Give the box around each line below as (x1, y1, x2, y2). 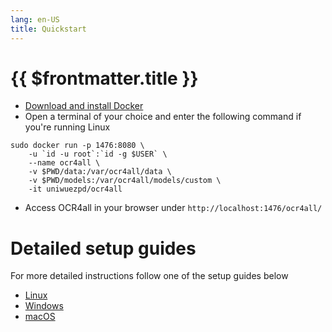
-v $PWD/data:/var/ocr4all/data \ (28, 167, 172, 177)
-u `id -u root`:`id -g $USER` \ (28, 149, 168, 160)
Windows (24, 300, 64, 312)
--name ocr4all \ (28, 158, 101, 168)
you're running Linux (24, 121, 111, 133)
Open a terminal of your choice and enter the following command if (24, 111, 302, 123)
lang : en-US (10, 14, 60, 25)
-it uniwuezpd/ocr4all (28, 184, 123, 195)
